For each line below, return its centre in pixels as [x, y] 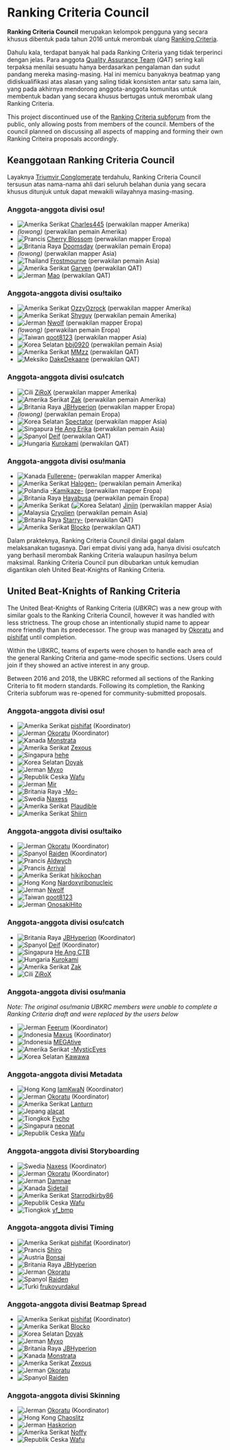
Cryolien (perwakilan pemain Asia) [99, 512]
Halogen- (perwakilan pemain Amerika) [126, 483]
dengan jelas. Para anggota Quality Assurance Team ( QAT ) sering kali [106, 59]
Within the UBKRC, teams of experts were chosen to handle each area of [110, 650]
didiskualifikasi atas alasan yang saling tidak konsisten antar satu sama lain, [114, 81]
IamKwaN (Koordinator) [90, 1089]
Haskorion [62, 1425]
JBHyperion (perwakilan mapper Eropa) [119, 406]
